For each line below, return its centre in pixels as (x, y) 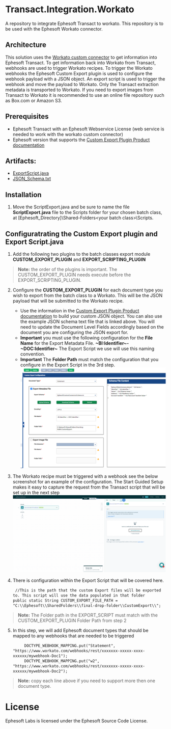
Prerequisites (27, 116)
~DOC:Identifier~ (39, 348)
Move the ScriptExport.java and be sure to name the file (71, 207)
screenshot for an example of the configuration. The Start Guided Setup (88, 482)
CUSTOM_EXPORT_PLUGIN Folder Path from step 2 (72, 620)
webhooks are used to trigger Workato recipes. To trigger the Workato (79, 68)
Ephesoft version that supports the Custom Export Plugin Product (81, 140)
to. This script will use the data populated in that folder (79, 596)
